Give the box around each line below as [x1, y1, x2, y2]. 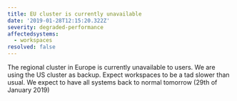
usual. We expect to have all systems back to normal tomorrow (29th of [7, 78, 218, 86]
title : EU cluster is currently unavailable [7, 10, 142, 18]
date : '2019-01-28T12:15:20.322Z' [7, 17, 111, 24]
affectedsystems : [7, 30, 59, 38]
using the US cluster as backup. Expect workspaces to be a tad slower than [7, 70, 230, 79]
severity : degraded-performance [7, 23, 104, 31]
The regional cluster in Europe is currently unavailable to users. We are [7, 63, 216, 71]
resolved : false [7, 43, 56, 51]
